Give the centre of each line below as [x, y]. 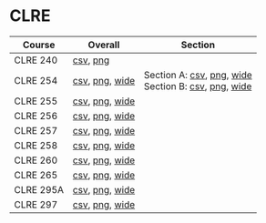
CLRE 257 [36, 130]
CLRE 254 [36, 80]
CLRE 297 [36, 204]
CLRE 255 [36, 101]
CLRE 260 [36, 160]
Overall [104, 45]
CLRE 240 [36, 60]
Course [39, 45]
